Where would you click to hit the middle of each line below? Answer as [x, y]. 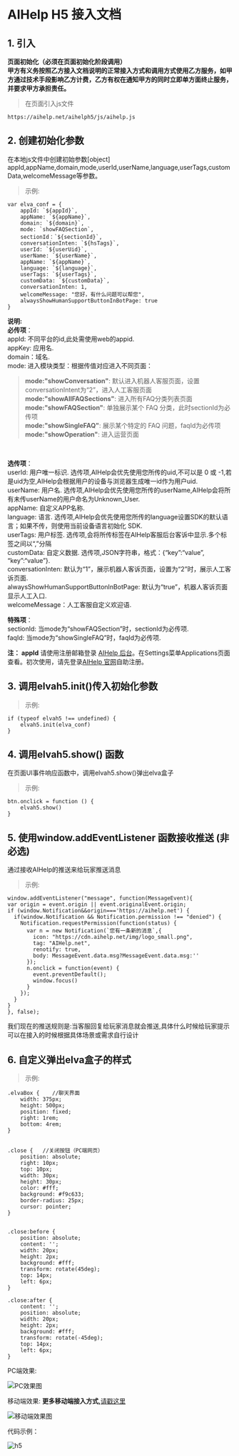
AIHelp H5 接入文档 [65, 15]
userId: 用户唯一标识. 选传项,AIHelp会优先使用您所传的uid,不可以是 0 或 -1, [117, 472]
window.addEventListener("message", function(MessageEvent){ [100, 898]
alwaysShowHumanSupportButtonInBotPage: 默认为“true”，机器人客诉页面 [118, 586]
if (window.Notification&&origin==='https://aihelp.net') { [99, 911]
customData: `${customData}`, [65, 280]
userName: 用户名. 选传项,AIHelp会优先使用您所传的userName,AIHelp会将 [116, 490]
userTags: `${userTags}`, [59, 274]
